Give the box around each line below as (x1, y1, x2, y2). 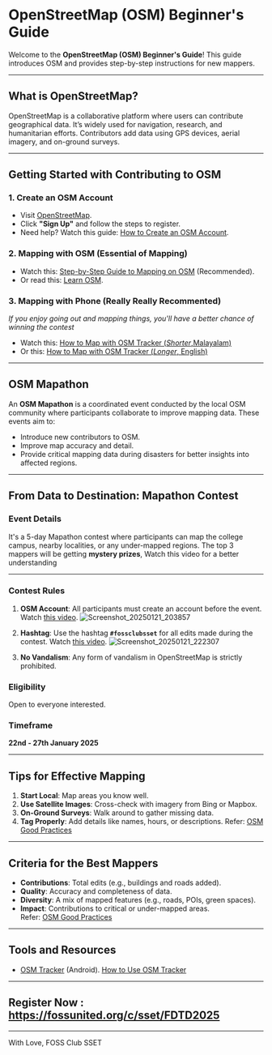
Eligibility (8, 681, 46, 692)
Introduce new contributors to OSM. (19, 432, 140, 442)
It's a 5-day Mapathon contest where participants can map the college (8, 532, 244, 541)
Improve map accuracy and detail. (19, 440, 134, 451)
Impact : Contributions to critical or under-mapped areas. (19, 903, 210, 913)
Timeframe (8, 720, 53, 731)
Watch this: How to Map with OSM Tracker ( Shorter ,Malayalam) (19, 338, 232, 348)
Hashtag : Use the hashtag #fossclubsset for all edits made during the (19, 628, 253, 638)
